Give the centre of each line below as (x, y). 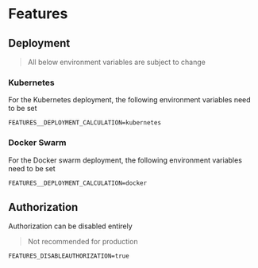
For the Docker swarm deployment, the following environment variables (125, 160)
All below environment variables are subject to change (117, 62)
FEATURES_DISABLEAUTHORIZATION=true (69, 256)
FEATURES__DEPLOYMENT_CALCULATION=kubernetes (85, 123)
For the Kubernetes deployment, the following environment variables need (130, 100)
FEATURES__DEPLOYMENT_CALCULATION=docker (78, 183)
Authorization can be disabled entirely (70, 226)
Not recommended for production (83, 242)
